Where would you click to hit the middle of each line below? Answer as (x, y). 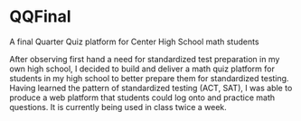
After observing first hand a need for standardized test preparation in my (145, 59)
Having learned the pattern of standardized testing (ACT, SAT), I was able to (151, 88)
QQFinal (40, 17)
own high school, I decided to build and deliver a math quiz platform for (142, 69)
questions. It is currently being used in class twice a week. (118, 107)
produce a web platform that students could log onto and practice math (142, 98)
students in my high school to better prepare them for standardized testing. (149, 78)
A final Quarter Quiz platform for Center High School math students (134, 42)
